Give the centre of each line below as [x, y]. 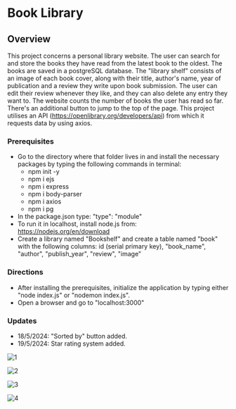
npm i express [48, 187]
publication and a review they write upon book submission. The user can [112, 86]
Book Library [45, 13]
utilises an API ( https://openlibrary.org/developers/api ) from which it [106, 115]
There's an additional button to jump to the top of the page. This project [111, 108]
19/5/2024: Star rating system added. [72, 344]
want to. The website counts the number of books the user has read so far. [116, 101]
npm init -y [44, 172]
